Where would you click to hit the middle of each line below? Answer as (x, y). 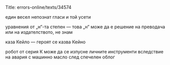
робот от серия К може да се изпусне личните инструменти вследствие (84, 52)
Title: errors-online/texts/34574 (38, 7)
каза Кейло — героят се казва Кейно (45, 42)
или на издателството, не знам (39, 32)
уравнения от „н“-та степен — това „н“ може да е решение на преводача (85, 27)
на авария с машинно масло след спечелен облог (60, 57)
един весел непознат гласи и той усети (48, 17)
